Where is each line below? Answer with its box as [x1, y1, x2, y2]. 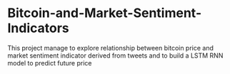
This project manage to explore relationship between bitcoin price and [7, 43, 214, 52]
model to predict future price [7, 58, 92, 67]
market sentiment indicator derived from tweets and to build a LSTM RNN [7, 51, 224, 60]
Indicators [7, 20, 69, 36]
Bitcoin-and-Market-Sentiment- [7, 5, 202, 21]
